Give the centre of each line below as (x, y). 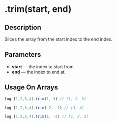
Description (23, 27)
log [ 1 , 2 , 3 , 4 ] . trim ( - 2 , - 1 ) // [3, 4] (44, 108)
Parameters (23, 55)
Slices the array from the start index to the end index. (58, 39)
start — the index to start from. (43, 66)
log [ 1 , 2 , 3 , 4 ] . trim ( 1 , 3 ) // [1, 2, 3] (45, 99)
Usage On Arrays (31, 87)
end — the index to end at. (39, 72)
